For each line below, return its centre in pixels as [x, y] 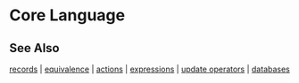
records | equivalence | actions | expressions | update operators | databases [149, 69]
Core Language [67, 15]
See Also [34, 48]
